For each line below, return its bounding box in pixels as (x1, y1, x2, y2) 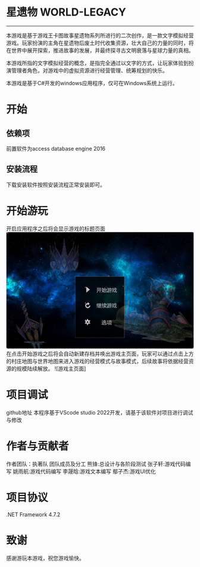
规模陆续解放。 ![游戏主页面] (16, 364, 86, 372)
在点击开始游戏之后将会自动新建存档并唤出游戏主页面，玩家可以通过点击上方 (6, 350, 194, 357)
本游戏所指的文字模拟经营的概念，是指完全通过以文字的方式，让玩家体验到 (6, 59, 189, 66)
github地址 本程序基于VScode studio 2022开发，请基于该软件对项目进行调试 (6, 409, 193, 416)
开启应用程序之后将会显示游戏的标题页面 (6, 225, 105, 232)
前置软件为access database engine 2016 (6, 145, 106, 152)
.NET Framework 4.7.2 (6, 510, 61, 518)
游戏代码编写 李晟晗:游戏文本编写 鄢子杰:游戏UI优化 (29, 468, 157, 475)
